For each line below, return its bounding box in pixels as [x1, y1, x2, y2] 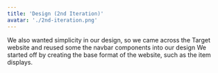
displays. [7, 58, 33, 66]
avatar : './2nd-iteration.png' [7, 17, 98, 24]
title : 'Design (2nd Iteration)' [7, 10, 104, 17]
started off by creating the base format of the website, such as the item [7, 50, 212, 59]
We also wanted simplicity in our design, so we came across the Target [7, 35, 210, 44]
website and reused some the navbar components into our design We [7, 43, 207, 51]
